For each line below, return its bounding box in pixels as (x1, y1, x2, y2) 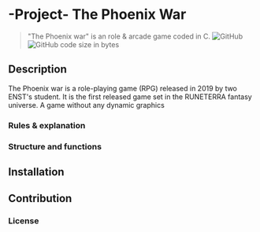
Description (8, 63, 67, 76)
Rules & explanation (8, 120, 86, 131)
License (8, 215, 39, 226)
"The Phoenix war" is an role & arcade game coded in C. (27, 31, 211, 41)
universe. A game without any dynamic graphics (8, 100, 165, 109)
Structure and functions (8, 141, 102, 152)
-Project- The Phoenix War (8, 6, 187, 24)
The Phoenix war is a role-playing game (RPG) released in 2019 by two (8, 83, 238, 93)
